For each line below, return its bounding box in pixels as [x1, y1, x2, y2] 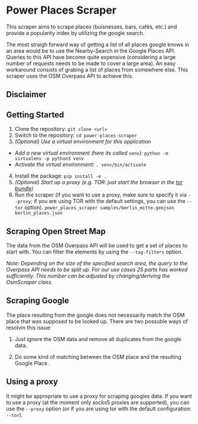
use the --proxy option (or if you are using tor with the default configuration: [6, 405, 191, 412]
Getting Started [6, 110, 64, 120]
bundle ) [14, 185, 34, 192]
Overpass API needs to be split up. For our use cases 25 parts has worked [6, 266, 188, 273]
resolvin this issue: [6, 324, 52, 331]
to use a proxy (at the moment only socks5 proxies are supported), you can [6, 399, 190, 406]
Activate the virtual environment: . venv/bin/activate [14, 161, 147, 168]
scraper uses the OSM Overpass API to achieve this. [6, 72, 134, 79]
